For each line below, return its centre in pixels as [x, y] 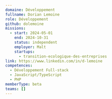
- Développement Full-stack [39, 70]
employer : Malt [30, 47]
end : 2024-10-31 [32, 38]
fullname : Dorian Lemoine [32, 14]
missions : [16, 28]
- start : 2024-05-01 [31, 33]
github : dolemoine [24, 24]
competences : [19, 65]
